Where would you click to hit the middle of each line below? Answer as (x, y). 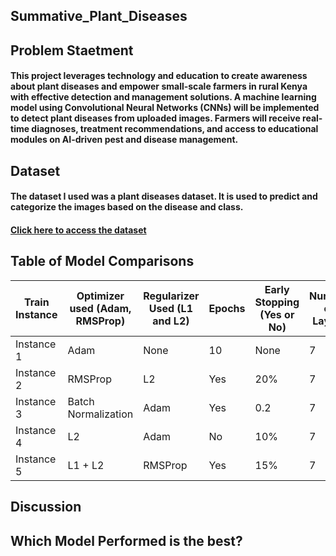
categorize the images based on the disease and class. (127, 207)
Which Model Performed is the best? (126, 540)
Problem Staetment (72, 50)
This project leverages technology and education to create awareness (159, 76)
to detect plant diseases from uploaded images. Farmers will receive (155, 118)
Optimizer (100, 296)
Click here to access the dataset (78, 230)
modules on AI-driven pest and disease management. (124, 140)
